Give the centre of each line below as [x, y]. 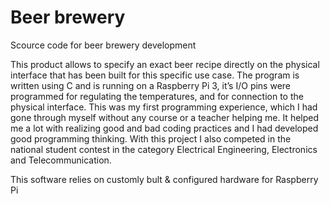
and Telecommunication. [61, 160]
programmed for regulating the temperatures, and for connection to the [157, 96]
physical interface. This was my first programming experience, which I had [164, 107]
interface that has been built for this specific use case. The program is [155, 75]
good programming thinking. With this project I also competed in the [151, 138]
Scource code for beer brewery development [103, 45]
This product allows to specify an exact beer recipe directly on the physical [165, 64]
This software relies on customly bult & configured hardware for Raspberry [164, 179]
